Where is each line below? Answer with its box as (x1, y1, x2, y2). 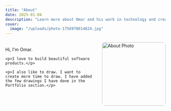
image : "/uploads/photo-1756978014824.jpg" (10, 26, 103, 31)
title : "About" (5, 7, 38, 13)
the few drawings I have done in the (5, 79, 85, 84)
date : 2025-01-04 (5, 12, 42, 17)
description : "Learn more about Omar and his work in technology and (5, 17, 156, 22)
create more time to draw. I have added (5, 74, 93, 79)
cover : (5, 21, 19, 27)
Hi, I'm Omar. (5, 47, 33, 53)
